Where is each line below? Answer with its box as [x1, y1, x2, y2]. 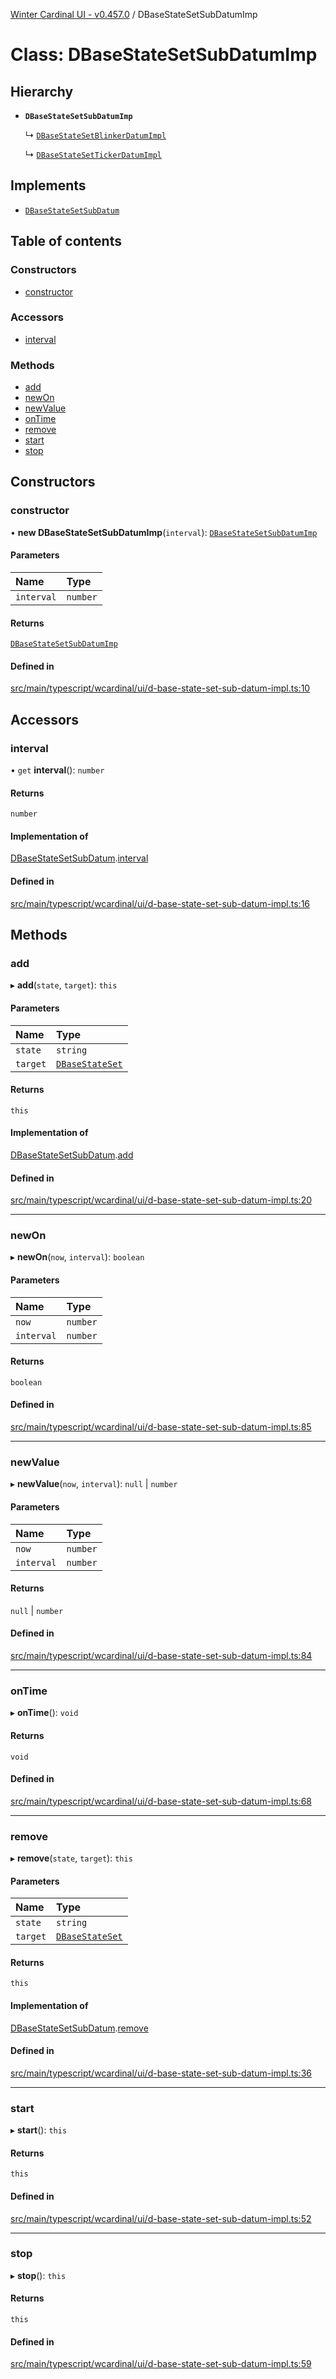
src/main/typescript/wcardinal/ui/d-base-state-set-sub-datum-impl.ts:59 [10, 2358, 312, 2370]
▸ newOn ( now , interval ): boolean [10, 1251, 145, 1263]
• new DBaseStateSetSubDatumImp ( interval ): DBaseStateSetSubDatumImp [10, 526, 318, 538]
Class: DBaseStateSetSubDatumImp [10, 44, 318, 66]
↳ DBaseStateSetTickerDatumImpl [24, 149, 163, 160]
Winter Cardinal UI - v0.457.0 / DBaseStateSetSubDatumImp [10, 9, 258, 20]
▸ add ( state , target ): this [10, 979, 118, 991]
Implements [10, 177, 87, 194]
